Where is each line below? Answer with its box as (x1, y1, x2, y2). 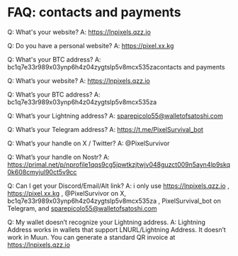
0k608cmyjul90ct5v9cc (7, 167, 77, 176)
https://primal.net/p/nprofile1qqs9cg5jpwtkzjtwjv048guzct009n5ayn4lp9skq (7, 160, 231, 169)
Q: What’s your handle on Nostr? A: (7, 152, 110, 161)
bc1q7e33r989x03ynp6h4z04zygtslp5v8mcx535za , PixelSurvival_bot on (7, 196, 221, 205)
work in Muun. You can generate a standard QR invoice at (7, 233, 176, 241)
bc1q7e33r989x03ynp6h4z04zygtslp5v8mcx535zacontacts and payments (7, 62, 225, 71)
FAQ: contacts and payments (7, 4, 181, 21)
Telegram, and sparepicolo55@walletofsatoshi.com (7, 204, 157, 213)
